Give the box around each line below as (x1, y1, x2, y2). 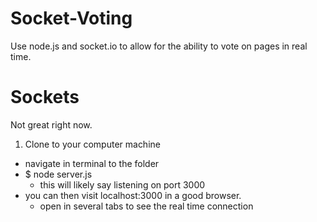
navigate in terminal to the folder (24, 157, 160, 169)
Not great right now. (10, 118, 93, 131)
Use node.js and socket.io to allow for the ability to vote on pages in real (10, 40, 308, 52)
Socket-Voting (10, 7, 133, 30)
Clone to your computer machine (24, 138, 161, 150)
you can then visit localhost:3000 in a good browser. (24, 189, 242, 201)
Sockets (10, 86, 80, 109)
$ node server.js (24, 168, 93, 180)
